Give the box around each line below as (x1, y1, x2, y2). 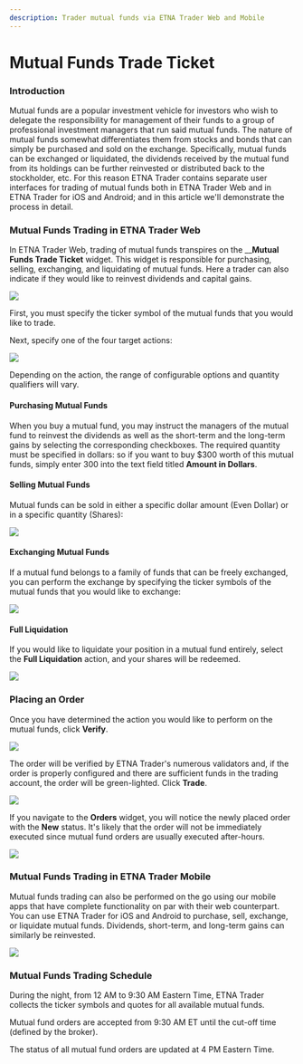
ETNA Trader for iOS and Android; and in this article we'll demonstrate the (9, 192, 285, 203)
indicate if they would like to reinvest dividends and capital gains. (9, 273, 252, 284)
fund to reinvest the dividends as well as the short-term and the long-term (9, 429, 286, 440)
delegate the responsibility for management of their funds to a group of (9, 115, 275, 126)
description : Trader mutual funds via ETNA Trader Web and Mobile (9, 13, 265, 23)
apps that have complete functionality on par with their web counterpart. (9, 900, 280, 911)
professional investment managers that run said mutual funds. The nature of (9, 124, 293, 136)
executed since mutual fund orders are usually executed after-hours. (9, 830, 265, 842)
